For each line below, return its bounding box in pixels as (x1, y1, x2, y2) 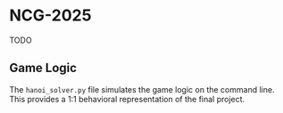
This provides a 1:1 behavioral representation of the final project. (9, 93, 246, 104)
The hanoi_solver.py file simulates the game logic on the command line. (9, 84, 275, 94)
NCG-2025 (9, 5, 92, 26)
